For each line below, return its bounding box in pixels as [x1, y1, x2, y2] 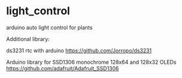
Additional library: [6, 35, 50, 42]
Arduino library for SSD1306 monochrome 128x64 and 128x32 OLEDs [6, 58, 177, 65]
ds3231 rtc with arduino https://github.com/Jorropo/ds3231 [6, 46, 152, 54]
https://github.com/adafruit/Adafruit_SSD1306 [6, 64, 119, 72]
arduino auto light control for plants [6, 24, 93, 31]
